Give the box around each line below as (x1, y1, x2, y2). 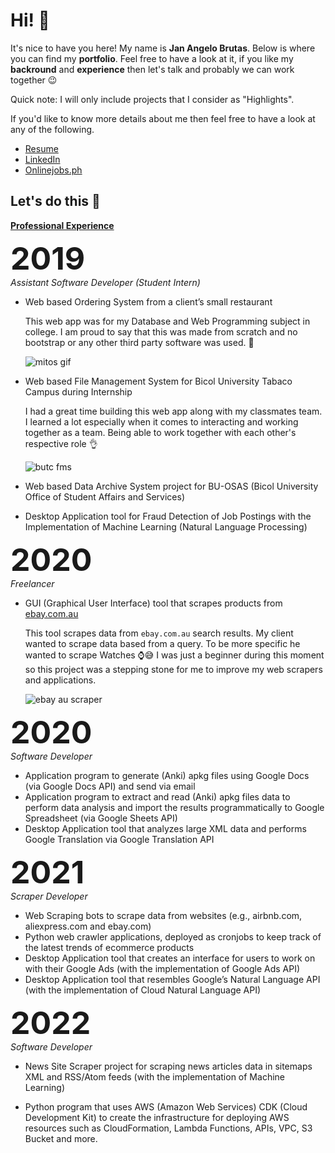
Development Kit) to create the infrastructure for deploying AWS (24, 1111, 290, 1123)
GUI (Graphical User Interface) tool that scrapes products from (24, 597, 283, 609)
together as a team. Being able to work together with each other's (24, 426, 297, 438)
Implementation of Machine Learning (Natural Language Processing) (24, 520, 308, 533)
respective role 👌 (24, 437, 98, 449)
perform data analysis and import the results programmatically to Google (24, 801, 325, 813)
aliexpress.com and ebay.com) (24, 920, 152, 932)
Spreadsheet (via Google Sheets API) (24, 812, 178, 824)
